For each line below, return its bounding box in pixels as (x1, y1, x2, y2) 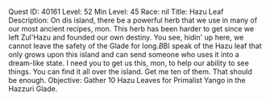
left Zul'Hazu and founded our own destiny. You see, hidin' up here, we (8, 32, 244, 42)
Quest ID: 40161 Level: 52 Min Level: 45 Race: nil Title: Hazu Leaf (8, 7, 224, 16)
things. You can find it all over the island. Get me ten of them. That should (8, 67, 252, 76)
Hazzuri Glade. (8, 84, 58, 94)
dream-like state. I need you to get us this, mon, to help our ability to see (8, 58, 250, 68)
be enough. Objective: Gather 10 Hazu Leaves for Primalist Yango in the (8, 76, 246, 85)
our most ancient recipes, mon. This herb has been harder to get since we (8, 24, 255, 33)
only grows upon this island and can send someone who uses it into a (8, 50, 239, 59)
